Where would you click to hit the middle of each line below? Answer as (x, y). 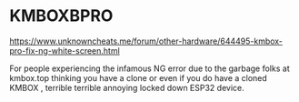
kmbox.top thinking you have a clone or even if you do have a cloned (139, 77)
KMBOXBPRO (61, 16)
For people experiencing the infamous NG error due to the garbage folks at (149, 68)
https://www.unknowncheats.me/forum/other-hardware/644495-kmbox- (146, 41)
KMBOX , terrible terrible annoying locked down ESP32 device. (127, 87)
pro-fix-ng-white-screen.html (65, 50)
